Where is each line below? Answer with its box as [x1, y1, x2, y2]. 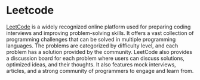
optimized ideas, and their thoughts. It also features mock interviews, [6, 60, 176, 68]
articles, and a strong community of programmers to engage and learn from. [6, 67, 194, 74]
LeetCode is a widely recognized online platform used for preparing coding [6, 23, 191, 30]
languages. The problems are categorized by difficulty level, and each [6, 42, 179, 49]
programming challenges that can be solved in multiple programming [6, 36, 176, 43]
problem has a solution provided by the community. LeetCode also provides [6, 48, 193, 55]
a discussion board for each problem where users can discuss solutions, [6, 55, 185, 62]
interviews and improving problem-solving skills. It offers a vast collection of [6, 29, 194, 36]
